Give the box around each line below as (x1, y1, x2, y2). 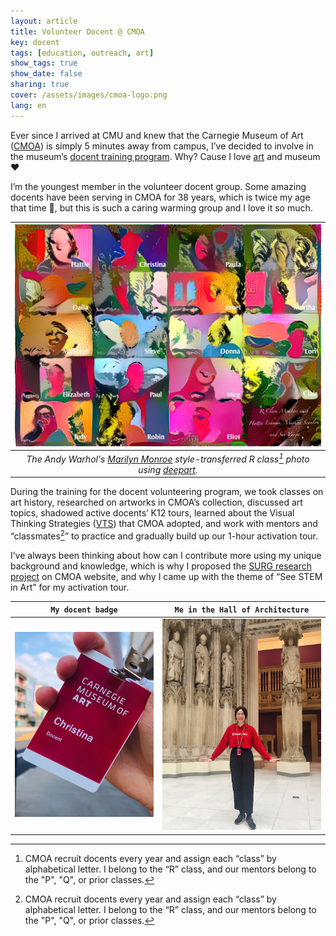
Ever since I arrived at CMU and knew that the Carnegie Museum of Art (10, 129, 304, 141)
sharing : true (10, 80, 70, 90)
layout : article (10, 16, 78, 26)
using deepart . (138, 463, 198, 475)
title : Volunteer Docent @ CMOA (10, 26, 145, 37)
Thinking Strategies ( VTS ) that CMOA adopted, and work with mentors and (10, 518, 318, 530)
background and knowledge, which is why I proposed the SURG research (10, 560, 312, 572)
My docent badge (50, 605, 118, 615)
